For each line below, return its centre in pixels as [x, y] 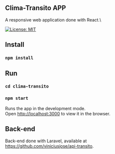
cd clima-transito [27, 87]
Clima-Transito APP [35, 8]
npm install [19, 58]
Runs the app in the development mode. [45, 108]
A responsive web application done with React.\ [53, 20]
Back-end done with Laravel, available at [46, 141]
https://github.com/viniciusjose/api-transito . [49, 146]
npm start [17, 98]
